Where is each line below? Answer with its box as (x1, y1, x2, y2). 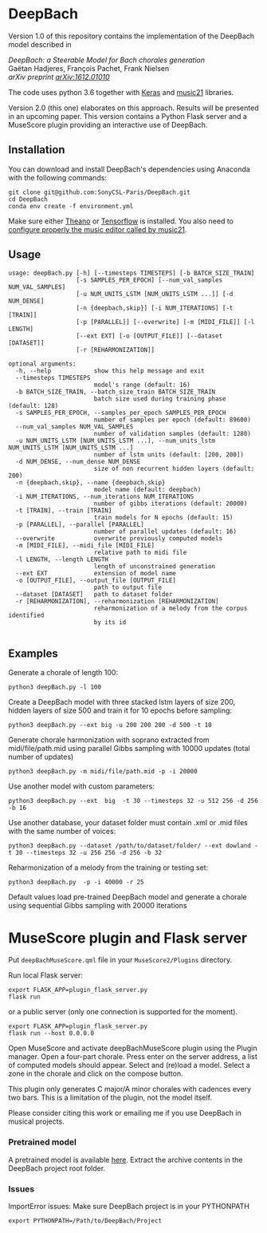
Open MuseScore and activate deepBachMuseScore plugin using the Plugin (8, 1043, 257, 1053)
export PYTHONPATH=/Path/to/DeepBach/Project (8, 1216, 162, 1225)
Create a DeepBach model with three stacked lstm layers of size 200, (8, 698, 236, 707)
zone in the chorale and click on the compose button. (8, 1069, 183, 1078)
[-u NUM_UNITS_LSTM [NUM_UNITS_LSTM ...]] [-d (76, 290, 234, 298)
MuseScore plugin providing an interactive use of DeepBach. (8, 120, 208, 129)
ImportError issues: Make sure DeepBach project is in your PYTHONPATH (8, 1201, 249, 1211)
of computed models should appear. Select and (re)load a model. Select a (8, 1061, 251, 1070)
